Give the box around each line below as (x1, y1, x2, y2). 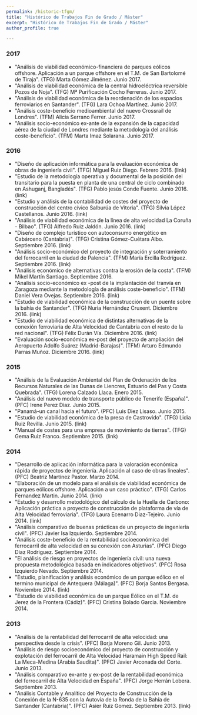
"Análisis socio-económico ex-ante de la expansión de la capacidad (14, 119, 179, 127)
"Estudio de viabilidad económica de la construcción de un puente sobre (14, 298, 191, 305)
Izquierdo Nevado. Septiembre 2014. (14, 568, 103, 575)
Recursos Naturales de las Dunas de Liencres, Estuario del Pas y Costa (14, 383, 187, 390)
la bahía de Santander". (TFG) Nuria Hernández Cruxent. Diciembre (14, 304, 178, 311)
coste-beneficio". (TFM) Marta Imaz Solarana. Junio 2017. (14, 132, 155, 139)
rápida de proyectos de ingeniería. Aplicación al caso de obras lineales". (14, 467, 190, 474)
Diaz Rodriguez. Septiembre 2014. (14, 549, 98, 556)
